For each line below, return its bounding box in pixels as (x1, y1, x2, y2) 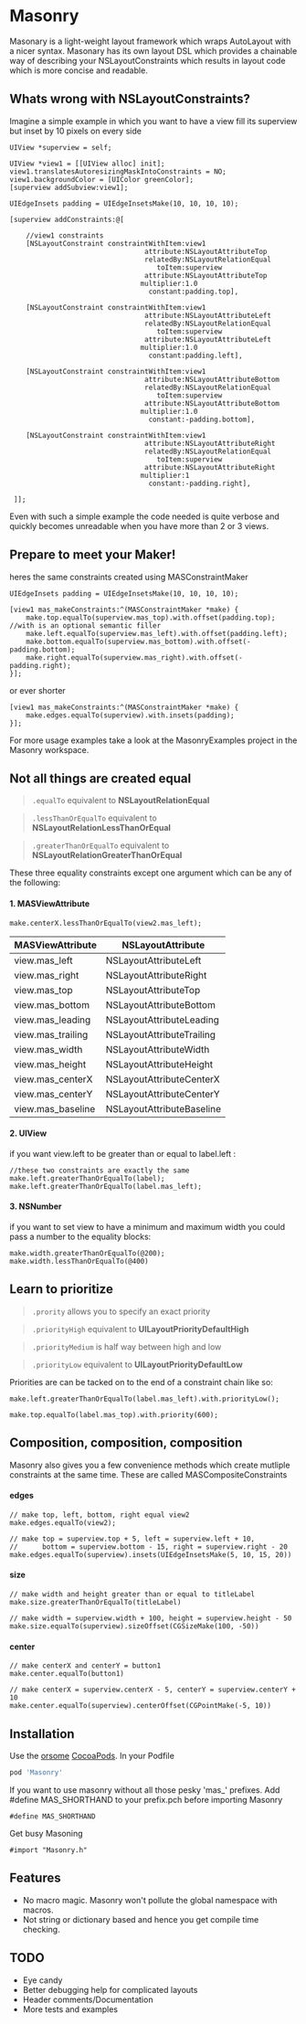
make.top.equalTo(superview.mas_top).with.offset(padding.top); (26, 613, 276, 622)
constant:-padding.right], (148, 479, 251, 488)
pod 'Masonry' (9, 1768, 64, 1777)
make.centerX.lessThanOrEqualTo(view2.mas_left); (9, 918, 203, 927)
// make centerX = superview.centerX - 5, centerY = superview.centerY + (9, 1685, 297, 1695)
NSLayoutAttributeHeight (105, 1057, 214, 1070)
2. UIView (9, 1128, 47, 1139)
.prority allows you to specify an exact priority (31, 1306, 211, 1317)
